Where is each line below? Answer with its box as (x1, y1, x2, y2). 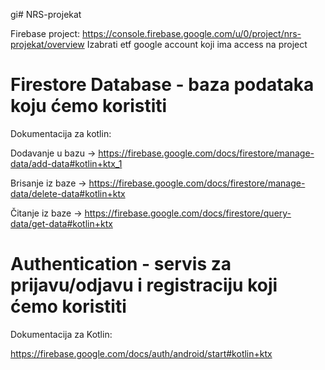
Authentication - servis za (10, 253, 232, 276)
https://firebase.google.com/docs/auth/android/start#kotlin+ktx (10, 347, 273, 359)
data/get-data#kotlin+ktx (10, 217, 113, 229)
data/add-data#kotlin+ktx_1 (10, 157, 123, 169)
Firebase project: (10, 28, 81, 39)
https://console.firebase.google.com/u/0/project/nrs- (82, 28, 302, 39)
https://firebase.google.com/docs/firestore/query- (84, 207, 292, 219)
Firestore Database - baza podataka (10, 74, 315, 96)
